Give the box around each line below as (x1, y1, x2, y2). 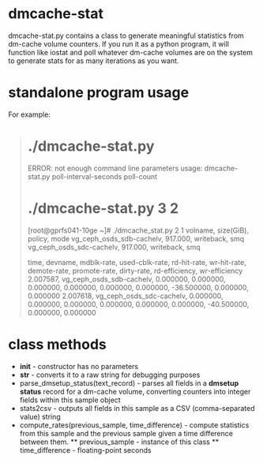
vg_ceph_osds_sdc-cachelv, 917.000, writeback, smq (27, 242, 201, 252)
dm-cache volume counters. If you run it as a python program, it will (8, 39, 229, 48)
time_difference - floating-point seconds (19, 445, 152, 454)
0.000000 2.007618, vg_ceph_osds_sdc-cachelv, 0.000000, (27, 291, 224, 301)
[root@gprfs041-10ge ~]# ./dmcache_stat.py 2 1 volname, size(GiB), (27, 226, 249, 235)
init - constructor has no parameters (19, 361, 139, 371)
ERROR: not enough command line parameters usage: (27, 163, 203, 173)
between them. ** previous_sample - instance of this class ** (19, 437, 220, 446)
